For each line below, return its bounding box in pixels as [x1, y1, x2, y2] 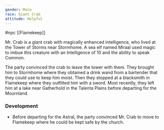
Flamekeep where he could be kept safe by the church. [12, 119, 125, 125]
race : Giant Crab [5, 12, 41, 17]
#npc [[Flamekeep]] [5, 30, 46, 36]
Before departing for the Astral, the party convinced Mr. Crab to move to [12, 114, 159, 120]
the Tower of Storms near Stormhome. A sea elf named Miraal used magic [5, 45, 156, 51]
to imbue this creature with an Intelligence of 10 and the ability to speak [5, 50, 150, 55]
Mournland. [5, 90, 29, 96]
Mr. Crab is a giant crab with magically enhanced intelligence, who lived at [5, 39, 156, 45]
